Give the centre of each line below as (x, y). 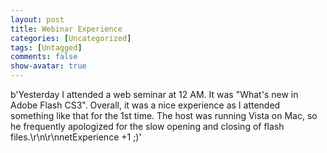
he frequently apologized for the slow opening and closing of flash (147, 126)
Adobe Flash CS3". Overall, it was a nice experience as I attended (145, 105)
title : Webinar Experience (66, 29)
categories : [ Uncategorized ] (71, 38)
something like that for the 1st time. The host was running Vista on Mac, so (164, 115)
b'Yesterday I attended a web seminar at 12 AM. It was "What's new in (154, 94)
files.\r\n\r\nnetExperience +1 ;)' (76, 137)
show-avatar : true (48, 66)
